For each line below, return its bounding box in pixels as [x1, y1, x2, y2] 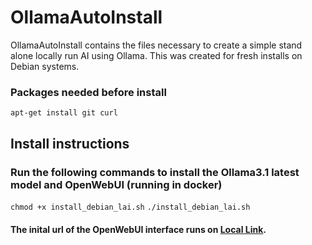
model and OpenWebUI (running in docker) [10, 177, 223, 191]
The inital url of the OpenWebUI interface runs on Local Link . [10, 223, 267, 235]
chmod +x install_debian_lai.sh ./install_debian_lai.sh [10, 202, 251, 212]
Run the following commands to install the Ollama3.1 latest [10, 165, 300, 179]
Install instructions [10, 135, 130, 152]
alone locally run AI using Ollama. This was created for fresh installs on [10, 49, 303, 61]
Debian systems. [10, 60, 80, 72]
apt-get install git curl [10, 108, 118, 118]
